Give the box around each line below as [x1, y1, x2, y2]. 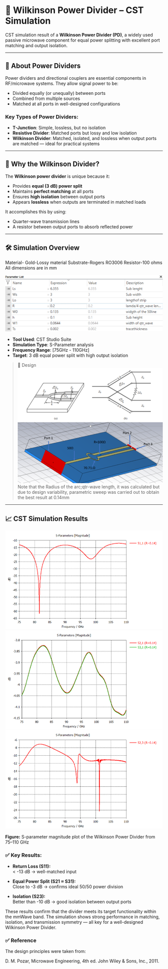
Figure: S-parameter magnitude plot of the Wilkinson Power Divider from [5, 834, 155, 840]
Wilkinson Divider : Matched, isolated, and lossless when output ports [12, 135, 156, 142]
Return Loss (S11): [12, 863, 51, 869]
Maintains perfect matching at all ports [12, 188, 94, 194]
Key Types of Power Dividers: [5, 113, 78, 120]
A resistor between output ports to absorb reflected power [12, 223, 133, 230]
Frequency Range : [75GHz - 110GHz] [12, 347, 89, 353]
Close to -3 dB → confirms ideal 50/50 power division [12, 883, 123, 890]
